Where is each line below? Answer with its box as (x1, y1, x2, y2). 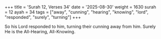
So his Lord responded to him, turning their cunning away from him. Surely (4, 24, 156, 29)
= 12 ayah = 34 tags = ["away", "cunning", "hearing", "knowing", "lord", (4, 9, 149, 15)
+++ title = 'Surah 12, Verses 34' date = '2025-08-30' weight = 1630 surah (4, 4, 156, 10)
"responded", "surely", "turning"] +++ (4, 14, 81, 20)
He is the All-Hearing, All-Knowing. (4, 29, 76, 34)
